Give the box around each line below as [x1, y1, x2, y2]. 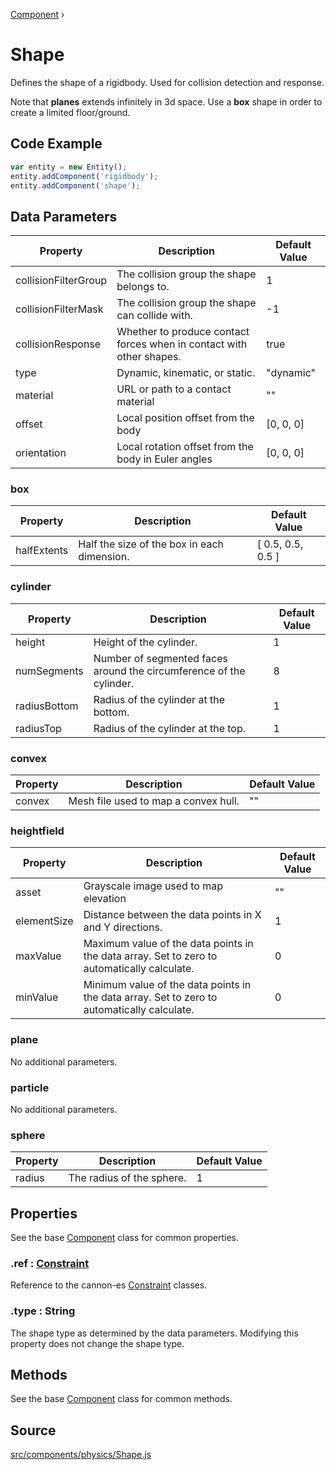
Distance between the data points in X [83, 908, 262, 922]
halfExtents [15, 544, 69, 558]
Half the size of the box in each [78, 537, 225, 551]
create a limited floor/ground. [10, 106, 131, 118]
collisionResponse [15, 337, 102, 351]
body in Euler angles [116, 452, 213, 466]
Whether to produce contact [116, 325, 250, 339]
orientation [15, 446, 67, 460]
